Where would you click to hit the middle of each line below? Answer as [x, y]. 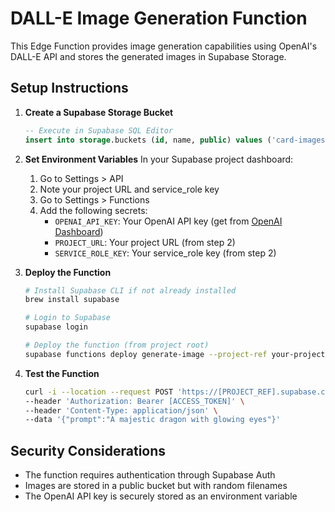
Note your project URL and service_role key [129, 189]
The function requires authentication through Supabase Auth [150, 475]
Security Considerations [88, 450]
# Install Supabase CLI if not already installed [130, 290]
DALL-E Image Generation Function [159, 18]
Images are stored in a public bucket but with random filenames [156, 486]
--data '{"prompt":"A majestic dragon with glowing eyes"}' [152, 420]
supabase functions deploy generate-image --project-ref [146, 354]
